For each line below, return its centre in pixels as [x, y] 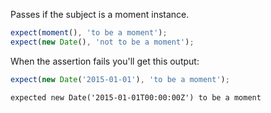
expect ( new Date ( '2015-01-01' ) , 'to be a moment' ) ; [120, 79]
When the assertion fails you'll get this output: [105, 61]
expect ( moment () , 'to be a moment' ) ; [89, 33]
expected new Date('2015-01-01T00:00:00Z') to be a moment [136, 97]
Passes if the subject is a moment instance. [100, 14]
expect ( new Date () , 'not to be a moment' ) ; [102, 42]
